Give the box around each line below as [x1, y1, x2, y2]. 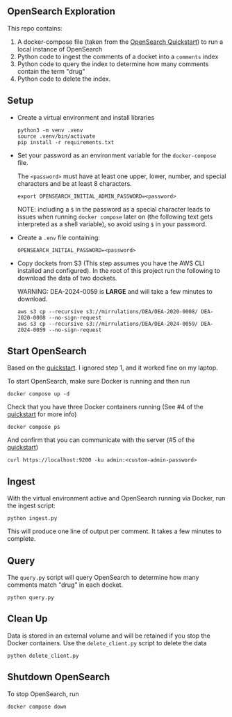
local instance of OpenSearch [17, 45, 103, 53]
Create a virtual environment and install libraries [17, 113, 155, 121]
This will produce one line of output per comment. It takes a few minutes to [7, 527, 222, 535]
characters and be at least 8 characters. [17, 179, 132, 187]
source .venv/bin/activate [17, 132, 96, 140]
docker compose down [7, 703, 67, 710]
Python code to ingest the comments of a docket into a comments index [17, 52, 219, 61]
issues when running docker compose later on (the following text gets [17, 212, 213, 221]
